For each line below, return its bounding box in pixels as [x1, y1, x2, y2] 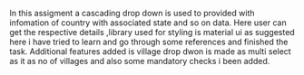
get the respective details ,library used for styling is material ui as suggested [9, 27, 295, 37]
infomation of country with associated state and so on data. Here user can [9, 17, 288, 28]
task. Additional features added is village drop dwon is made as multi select [9, 46, 292, 57]
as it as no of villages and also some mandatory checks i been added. [9, 56, 270, 66]
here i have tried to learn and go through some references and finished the [9, 36, 289, 47]
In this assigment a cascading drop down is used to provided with [9, 8, 255, 18]
